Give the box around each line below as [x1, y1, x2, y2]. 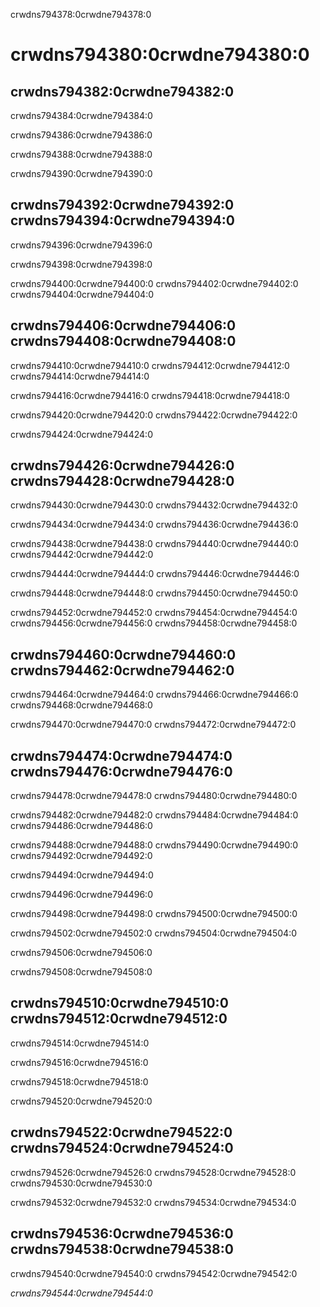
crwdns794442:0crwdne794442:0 [10, 549, 154, 561]
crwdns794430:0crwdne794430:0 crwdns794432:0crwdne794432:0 [10, 499, 298, 511]
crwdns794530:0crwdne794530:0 [10, 1177, 153, 1189]
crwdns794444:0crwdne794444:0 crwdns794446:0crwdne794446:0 [10, 568, 300, 580]
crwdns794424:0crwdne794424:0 [10, 428, 153, 440]
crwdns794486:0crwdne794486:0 [10, 820, 153, 832]
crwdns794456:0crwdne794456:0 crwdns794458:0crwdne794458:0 [10, 617, 298, 629]
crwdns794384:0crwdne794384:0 [10, 110, 153, 121]
